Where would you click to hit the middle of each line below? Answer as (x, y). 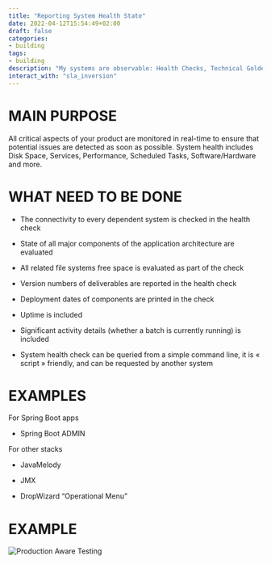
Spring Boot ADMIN (53, 434)
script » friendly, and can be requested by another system (117, 363)
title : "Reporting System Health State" (77, 16)
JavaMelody (41, 465)
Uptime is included (51, 314)
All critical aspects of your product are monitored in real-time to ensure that (134, 138)
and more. (25, 164)
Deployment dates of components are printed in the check (117, 299)
